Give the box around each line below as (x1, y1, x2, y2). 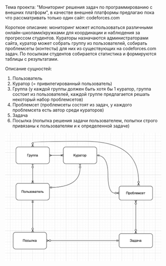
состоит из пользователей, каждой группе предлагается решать (12, 91, 150, 97)
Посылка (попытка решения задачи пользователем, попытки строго (12, 118, 158, 123)
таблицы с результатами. (5, 56, 58, 62)
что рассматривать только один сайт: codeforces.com (5, 15, 120, 20)
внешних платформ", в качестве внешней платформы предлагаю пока (5, 9, 155, 15)
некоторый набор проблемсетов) (12, 96, 83, 102)
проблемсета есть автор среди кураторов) (12, 107, 104, 113)
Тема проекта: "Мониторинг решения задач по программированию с (5, 4, 153, 10)
